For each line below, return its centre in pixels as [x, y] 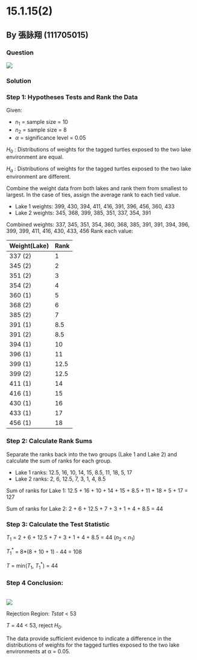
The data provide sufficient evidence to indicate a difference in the [89, 638]
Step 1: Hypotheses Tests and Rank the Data [72, 97]
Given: [14, 111]
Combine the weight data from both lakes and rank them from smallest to [97, 188]
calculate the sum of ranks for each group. [59, 461]
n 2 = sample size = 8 [41, 130]
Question [20, 53]
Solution [19, 81]
